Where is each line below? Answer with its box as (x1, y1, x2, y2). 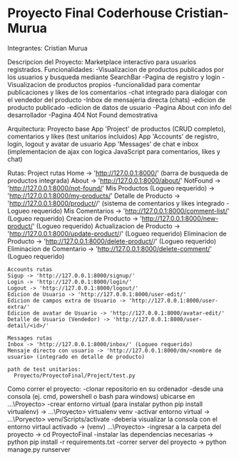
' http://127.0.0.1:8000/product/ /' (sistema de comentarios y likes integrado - (7, 198, 230, 208)
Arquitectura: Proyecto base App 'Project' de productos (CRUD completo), (7, 124, 226, 133)
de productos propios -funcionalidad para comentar (47, 80, 201, 88)
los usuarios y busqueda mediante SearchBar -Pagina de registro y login (7, 73, 220, 81)
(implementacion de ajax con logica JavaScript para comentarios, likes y (7, 147, 221, 156)
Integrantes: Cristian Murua (7, 44, 88, 52)
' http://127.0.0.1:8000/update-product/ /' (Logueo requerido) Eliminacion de (7, 229, 227, 238)
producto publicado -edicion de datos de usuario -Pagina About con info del (7, 103, 232, 111)
